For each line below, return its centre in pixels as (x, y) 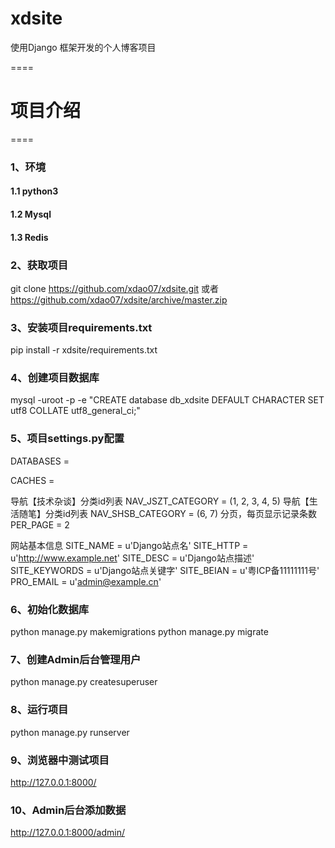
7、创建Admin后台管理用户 (76, 659)
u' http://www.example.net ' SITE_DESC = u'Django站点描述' (132, 558)
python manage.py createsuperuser (84, 682)
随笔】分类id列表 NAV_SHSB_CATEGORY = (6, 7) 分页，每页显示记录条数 (168, 513)
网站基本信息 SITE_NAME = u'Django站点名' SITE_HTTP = (129, 545)
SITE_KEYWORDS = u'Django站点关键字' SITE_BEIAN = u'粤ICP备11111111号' (165, 570)
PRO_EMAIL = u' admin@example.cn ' (86, 581)
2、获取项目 (39, 265)
